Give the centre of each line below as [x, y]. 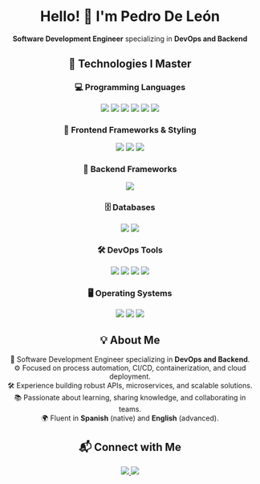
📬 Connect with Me [130, 447]
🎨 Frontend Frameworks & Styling [130, 129]
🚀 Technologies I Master [130, 64]
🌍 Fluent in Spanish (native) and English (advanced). [130, 418]
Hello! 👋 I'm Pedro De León [130, 16]
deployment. [130, 376]
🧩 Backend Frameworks [130, 169]
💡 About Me [130, 340]
